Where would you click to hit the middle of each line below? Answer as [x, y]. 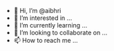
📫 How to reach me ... [46, 40]
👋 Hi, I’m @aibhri [37, 11]
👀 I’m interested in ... [43, 18]
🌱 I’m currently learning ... [50, 25]
